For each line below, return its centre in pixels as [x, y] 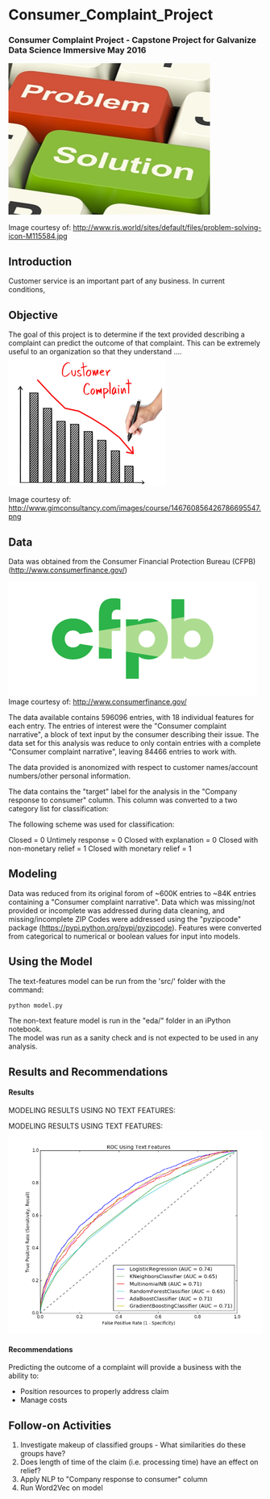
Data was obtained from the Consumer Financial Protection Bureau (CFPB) [132, 561]
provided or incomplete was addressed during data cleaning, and [117, 911]
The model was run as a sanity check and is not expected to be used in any [134, 1038]
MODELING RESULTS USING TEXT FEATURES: [86, 1126]
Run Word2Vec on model [61, 1488]
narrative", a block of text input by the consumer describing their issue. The [134, 734]
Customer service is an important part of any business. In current [117, 281]
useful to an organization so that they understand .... [96, 352]
